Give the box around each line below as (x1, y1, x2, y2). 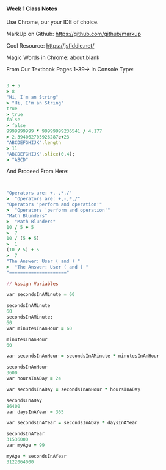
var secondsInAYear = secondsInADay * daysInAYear (6, 420, 138, 426)
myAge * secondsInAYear (6, 453, 67, 459)
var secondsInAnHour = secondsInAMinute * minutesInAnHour (6, 353, 160, 360)
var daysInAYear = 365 (6, 409, 64, 415)
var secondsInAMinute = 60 (6, 292, 75, 298)
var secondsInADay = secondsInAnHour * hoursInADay (6, 386, 140, 392)
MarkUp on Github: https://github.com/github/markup (6, 31, 142, 38)
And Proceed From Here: (6, 168, 69, 175)
